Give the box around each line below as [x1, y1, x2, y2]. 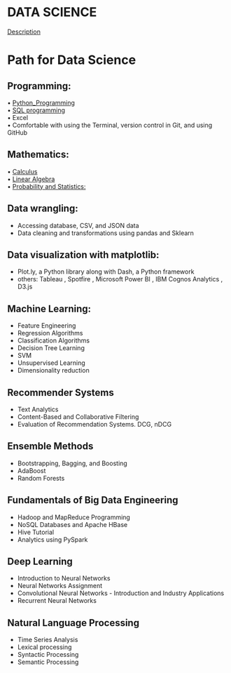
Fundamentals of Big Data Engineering [7, 494, 178, 506]
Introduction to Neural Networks [17, 574, 111, 582]
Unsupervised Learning [17, 359, 85, 367]
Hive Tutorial [17, 528, 55, 536]
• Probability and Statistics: [7, 182, 86, 190]
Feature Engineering [17, 321, 76, 330]
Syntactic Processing [17, 651, 79, 659]
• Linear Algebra [7, 175, 55, 183]
